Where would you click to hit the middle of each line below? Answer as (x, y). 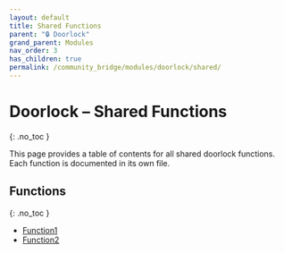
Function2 (41, 240)
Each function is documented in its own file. (90, 163)
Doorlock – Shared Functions (118, 112)
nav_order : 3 (33, 51)
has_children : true (46, 59)
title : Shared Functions (55, 26)
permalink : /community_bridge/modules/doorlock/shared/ (115, 68)
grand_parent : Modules (51, 42)
